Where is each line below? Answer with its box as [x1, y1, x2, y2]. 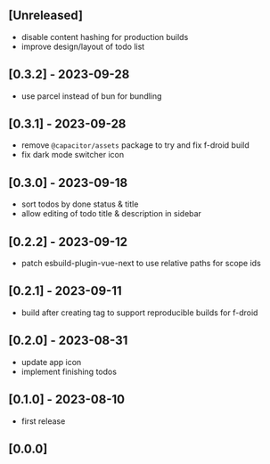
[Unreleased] [8, 8, 84, 23]
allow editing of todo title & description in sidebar [20, 208, 202, 219]
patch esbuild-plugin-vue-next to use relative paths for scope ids [20, 258, 262, 269]
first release [20, 415, 66, 427]
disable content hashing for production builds [20, 31, 189, 42]
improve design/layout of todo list [20, 41, 145, 52]
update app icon [20, 356, 82, 367]
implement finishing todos [20, 366, 118, 377]
